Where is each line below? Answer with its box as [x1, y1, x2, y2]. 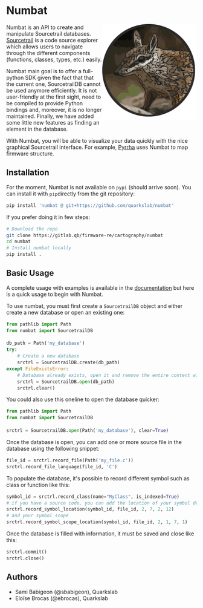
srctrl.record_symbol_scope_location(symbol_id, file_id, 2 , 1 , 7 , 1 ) [6, 519, 188, 525]
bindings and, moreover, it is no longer [6, 106, 102, 113]
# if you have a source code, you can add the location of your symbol [6, 500, 190, 506]
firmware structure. [6, 149, 54, 157]
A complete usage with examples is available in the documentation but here [6, 284, 195, 291]
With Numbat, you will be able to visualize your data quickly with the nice [6, 137, 188, 144]
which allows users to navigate [6, 43, 83, 50]
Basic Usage [6, 268, 54, 278]
